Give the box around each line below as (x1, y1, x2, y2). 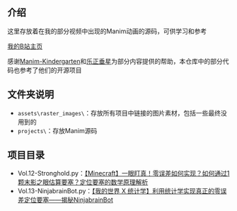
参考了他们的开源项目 (19, 66, 82, 74)
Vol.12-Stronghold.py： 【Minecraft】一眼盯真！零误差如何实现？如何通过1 (17, 169, 230, 178)
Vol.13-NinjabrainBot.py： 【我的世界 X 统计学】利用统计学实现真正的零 (17, 187, 221, 195)
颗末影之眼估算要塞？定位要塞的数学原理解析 (17, 178, 149, 186)
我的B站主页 (7, 42, 43, 50)
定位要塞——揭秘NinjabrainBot (23, 195, 113, 204)
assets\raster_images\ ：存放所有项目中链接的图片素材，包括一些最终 (17, 108, 221, 117)
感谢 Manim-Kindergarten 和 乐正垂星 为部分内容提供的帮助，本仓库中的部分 (7, 57, 223, 65)
